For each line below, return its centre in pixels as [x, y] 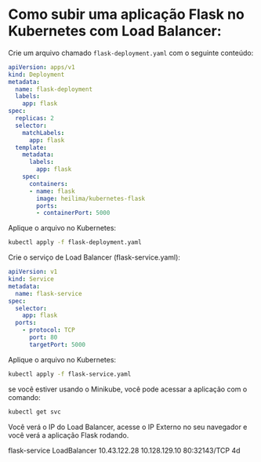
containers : [48, 184]
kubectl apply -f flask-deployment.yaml [75, 242]
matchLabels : [43, 133]
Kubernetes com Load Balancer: [115, 31]
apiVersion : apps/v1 [42, 67]
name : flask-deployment [54, 89]
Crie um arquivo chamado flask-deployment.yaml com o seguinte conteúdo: [131, 53]
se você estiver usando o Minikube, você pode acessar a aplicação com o [128, 389]
